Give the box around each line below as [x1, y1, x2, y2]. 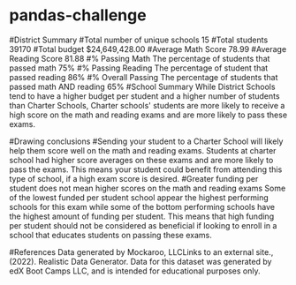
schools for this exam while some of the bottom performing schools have [9, 201, 276, 212]
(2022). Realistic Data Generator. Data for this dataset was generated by [9, 256, 272, 266]
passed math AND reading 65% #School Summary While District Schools [9, 81, 276, 92]
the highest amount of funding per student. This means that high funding [9, 211, 275, 221]
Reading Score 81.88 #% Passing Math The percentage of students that [9, 53, 270, 64]
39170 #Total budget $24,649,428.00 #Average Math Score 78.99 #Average [9, 43, 287, 54]
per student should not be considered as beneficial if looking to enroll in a [9, 220, 277, 230]
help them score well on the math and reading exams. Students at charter [9, 145, 277, 155]
